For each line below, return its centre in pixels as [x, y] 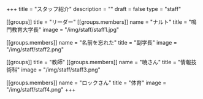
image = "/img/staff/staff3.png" [61, 70]
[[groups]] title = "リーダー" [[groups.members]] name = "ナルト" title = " [99, 22]
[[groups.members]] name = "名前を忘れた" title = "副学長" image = [92, 42]
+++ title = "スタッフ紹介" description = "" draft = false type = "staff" [94, 9]
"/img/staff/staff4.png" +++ [41, 90]
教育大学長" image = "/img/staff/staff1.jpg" [65, 30]
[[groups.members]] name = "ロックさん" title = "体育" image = [86, 82]
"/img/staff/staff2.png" [35, 50]
